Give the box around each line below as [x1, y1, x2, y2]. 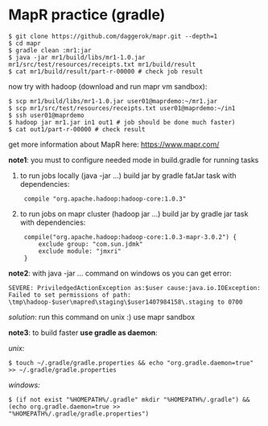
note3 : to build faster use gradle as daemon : [8, 328, 159, 337]
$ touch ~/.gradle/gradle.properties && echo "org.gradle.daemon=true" [8, 358, 254, 367]
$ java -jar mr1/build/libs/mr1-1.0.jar [8, 53, 146, 61]
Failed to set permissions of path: [8, 291, 131, 299]
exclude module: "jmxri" [38, 247, 122, 255]
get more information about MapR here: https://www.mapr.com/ [8, 139, 220, 149]
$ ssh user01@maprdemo [8, 111, 85, 119]
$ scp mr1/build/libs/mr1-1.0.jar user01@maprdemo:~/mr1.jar [8, 97, 218, 105]
